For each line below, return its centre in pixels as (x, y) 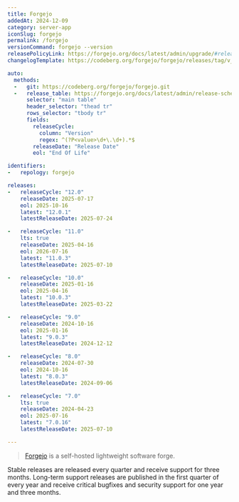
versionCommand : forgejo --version (60, 47)
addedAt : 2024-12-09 (38, 21)
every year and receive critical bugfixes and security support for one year (116, 485)
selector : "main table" (62, 100)
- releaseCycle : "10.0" (46, 278)
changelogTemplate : (36, 61)
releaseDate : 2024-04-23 (57, 409)
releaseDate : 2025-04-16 (57, 245)
